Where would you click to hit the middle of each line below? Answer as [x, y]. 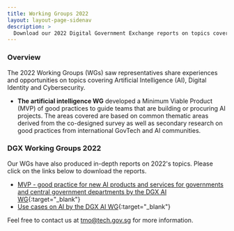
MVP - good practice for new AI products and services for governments [120, 184]
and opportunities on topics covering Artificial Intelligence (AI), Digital [107, 80]
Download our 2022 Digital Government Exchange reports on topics [112, 33]
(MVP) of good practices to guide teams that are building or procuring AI [122, 108]
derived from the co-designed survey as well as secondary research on [120, 123]
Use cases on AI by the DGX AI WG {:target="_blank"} [94, 207]
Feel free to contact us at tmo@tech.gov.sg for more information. [100, 220]
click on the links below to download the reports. [77, 170]
